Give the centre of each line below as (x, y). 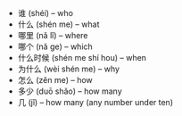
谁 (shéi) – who (45, 13)
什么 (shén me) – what (58, 24)
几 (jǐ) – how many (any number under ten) (95, 102)
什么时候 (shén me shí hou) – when (82, 58)
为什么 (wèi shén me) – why (69, 69)
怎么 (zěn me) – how (55, 80)
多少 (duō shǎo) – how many (70, 91)
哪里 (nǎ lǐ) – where (53, 35)
